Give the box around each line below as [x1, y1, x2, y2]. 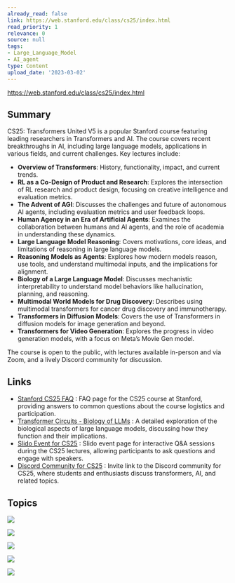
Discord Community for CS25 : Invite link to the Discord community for [17, 462, 222, 470]
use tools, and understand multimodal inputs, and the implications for [17, 260, 218, 269]
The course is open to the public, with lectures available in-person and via [7, 348, 222, 356]
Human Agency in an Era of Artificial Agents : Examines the [17, 215, 191, 224]
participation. [17, 410, 56, 418]
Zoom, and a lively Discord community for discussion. [7, 356, 163, 364]
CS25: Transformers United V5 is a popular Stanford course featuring [7, 127, 208, 135]
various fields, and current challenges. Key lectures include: [7, 149, 180, 158]
